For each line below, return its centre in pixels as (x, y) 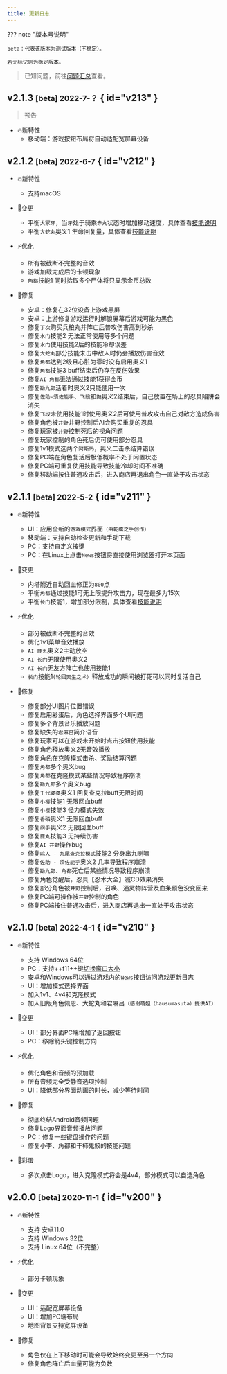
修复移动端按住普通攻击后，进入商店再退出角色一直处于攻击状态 (118, 475)
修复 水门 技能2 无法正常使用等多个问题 (81, 336)
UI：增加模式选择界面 (58, 985)
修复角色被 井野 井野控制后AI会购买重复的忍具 (90, 423)
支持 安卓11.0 (46, 1229)
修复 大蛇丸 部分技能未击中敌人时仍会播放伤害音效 (96, 353)
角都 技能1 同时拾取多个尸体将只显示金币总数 (90, 281)
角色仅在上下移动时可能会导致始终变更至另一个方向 (100, 1355)
